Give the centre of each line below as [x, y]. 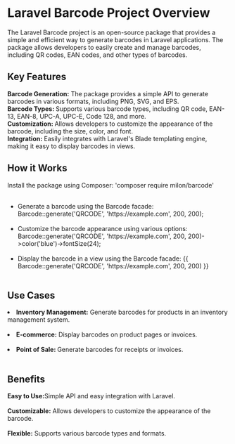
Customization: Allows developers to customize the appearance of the [110, 124]
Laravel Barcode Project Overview [109, 13]
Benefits [26, 379]
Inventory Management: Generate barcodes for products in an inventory [122, 312]
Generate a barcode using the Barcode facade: [85, 206]
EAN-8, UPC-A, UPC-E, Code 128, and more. [81, 116]
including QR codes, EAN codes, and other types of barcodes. [97, 55]
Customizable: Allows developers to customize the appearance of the [109, 411]
